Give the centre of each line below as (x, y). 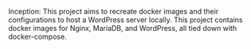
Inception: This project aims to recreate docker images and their (114, 11)
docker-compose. (37, 36)
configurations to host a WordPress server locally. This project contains (125, 20)
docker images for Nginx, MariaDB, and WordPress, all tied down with (123, 28)
